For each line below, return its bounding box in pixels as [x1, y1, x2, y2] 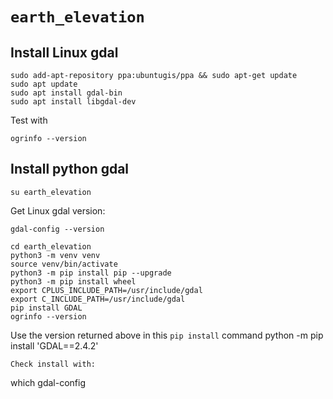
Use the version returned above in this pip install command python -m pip [10, 329, 324, 341]
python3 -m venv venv [10, 250, 101, 260]
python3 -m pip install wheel [10, 276, 137, 287]
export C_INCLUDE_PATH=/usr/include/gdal [10, 294, 186, 304]
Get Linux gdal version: [10, 204, 106, 217]
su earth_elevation [10, 187, 92, 197]
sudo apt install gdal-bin [10, 88, 123, 98]
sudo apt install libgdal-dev [10, 97, 137, 107]
